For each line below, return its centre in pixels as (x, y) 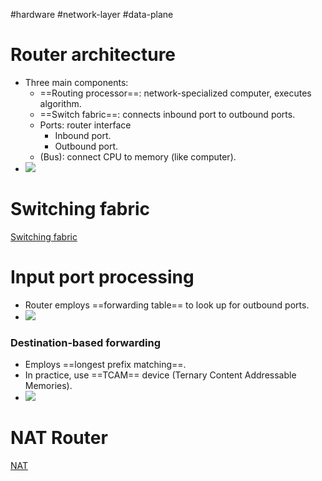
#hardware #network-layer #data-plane (92, 14)
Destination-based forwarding (86, 342)
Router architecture (93, 55)
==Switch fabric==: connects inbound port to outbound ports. (167, 114)
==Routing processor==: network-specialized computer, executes (175, 93)
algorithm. (60, 103)
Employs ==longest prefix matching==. (105, 365)
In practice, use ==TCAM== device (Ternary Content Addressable (160, 375)
